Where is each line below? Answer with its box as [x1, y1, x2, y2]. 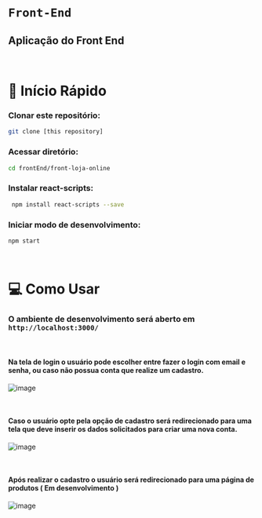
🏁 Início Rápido [8, 82, 107, 100]
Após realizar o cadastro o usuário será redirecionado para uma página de [8, 475, 255, 484]
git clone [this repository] [8, 128, 104, 136]
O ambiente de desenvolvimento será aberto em [8, 313, 195, 324]
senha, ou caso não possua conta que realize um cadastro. [8, 365, 204, 374]
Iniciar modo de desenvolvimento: [8, 219, 141, 230]
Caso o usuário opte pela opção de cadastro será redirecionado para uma [8, 416, 253, 425]
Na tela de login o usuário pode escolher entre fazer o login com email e [8, 357, 246, 367]
